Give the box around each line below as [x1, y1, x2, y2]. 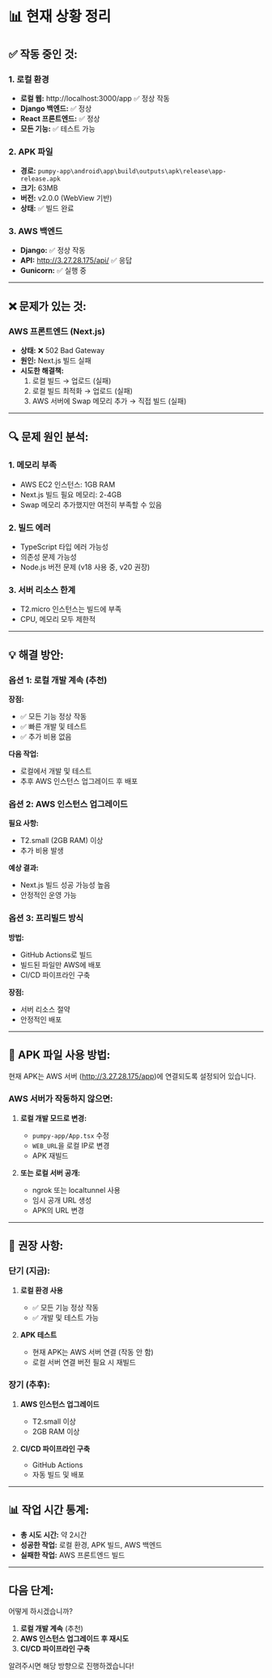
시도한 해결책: [19, 366, 65, 376]
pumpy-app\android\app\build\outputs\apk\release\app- [37, 168, 227, 176]
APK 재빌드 [32, 1151, 69, 1161]
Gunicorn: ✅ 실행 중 [19, 266, 87, 275]
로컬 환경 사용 [19, 1285, 63, 1295]
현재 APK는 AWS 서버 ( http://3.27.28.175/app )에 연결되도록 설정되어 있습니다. [8, 1071, 257, 1081]
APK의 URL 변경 [32, 1205, 85, 1215]
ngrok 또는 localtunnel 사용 [32, 1185, 121, 1195]
